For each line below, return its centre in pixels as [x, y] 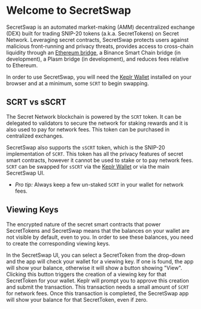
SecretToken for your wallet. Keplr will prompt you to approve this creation [98, 280]
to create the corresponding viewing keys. [58, 243]
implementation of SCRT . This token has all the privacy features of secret [95, 154]
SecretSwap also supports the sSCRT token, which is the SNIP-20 [86, 147]
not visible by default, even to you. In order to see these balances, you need [100, 237]
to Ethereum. [22, 65]
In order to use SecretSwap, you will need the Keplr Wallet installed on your [99, 77]
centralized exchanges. [35, 136]
